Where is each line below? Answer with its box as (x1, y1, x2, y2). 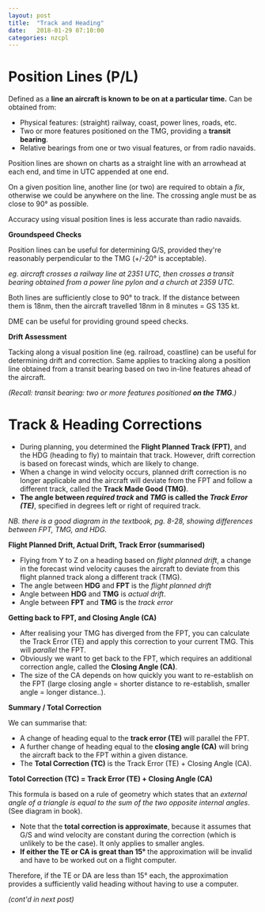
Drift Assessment (8, 332, 67, 342)
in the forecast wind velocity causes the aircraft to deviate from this (19, 564, 240, 573)
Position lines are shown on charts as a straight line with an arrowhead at (8, 159, 247, 168)
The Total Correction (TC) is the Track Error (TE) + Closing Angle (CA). (19, 759, 252, 768)
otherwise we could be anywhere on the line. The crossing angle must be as (8, 191, 257, 201)
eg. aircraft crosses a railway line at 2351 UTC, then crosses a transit (8, 269, 235, 278)
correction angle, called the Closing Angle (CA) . (19, 662, 178, 672)
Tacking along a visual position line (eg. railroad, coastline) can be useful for (8, 347, 257, 357)
